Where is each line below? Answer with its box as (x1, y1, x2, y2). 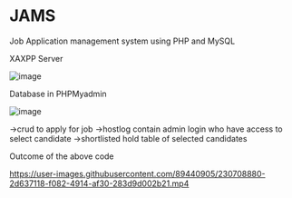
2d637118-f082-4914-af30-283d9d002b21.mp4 (9, 178, 190, 189)
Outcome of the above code (9, 151, 115, 162)
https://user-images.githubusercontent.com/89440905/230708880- (9, 168, 266, 179)
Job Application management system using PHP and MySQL (9, 35, 236, 46)
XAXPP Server (9, 53, 63, 64)
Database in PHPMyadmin (9, 88, 107, 99)
